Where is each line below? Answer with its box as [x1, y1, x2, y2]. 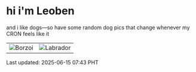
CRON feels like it [6, 30, 50, 37]
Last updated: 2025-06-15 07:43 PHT [6, 58, 99, 66]
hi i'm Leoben [6, 4, 75, 18]
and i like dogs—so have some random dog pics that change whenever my [6, 24, 190, 31]
